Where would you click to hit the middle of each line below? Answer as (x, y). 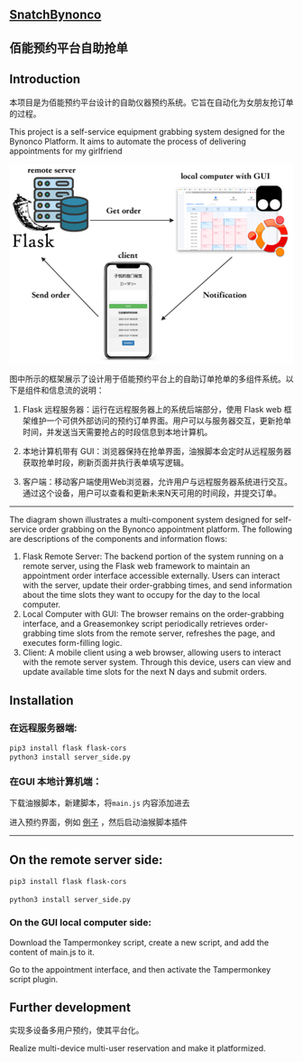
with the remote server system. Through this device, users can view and (156, 662)
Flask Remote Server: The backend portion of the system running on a (153, 556)
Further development (70, 1007)
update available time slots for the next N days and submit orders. (145, 672)
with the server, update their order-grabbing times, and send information (157, 585)
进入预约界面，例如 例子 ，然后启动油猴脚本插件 (98, 822)
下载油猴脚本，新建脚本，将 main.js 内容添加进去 (100, 803)
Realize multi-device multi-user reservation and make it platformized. (138, 1048)
